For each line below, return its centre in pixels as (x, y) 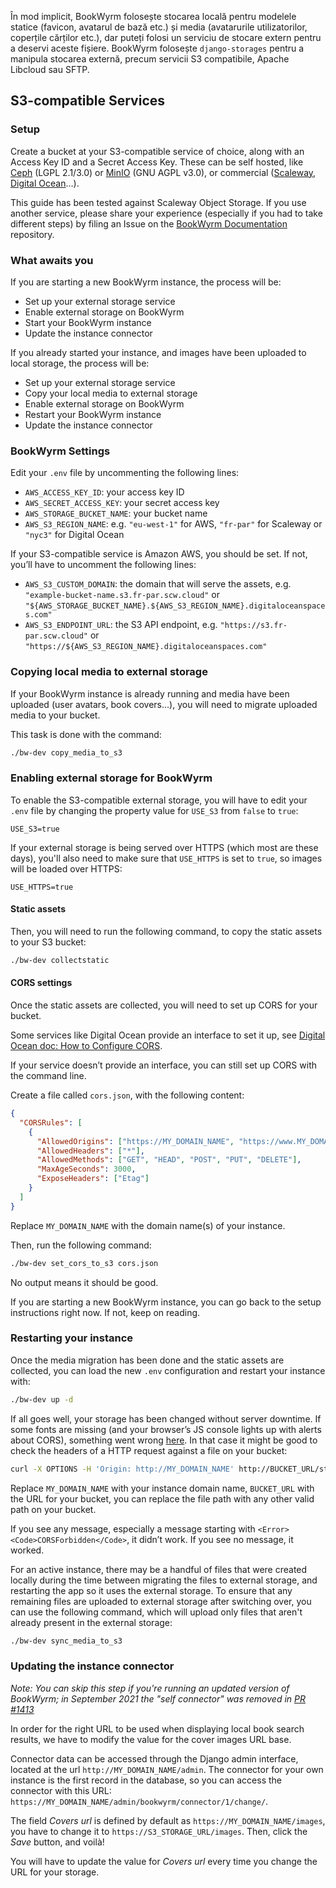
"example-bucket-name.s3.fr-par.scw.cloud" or (122, 595)
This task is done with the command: (86, 734)
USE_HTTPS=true (42, 887)
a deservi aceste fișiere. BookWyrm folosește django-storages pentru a (157, 48)
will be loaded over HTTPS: (66, 868)
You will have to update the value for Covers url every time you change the (164, 1861)
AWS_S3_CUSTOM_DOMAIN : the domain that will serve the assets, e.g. (158, 584)
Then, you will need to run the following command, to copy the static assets (166, 931)
